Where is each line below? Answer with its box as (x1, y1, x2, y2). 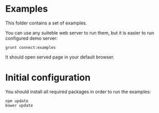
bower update (5, 103, 33, 108)
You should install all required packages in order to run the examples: (5, 89, 151, 95)
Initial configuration (5, 72, 91, 83)
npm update (5, 98, 29, 103)
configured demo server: (5, 35, 58, 41)
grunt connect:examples (5, 45, 56, 50)
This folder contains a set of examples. (5, 20, 87, 26)
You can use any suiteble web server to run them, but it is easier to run (5, 30, 154, 36)
